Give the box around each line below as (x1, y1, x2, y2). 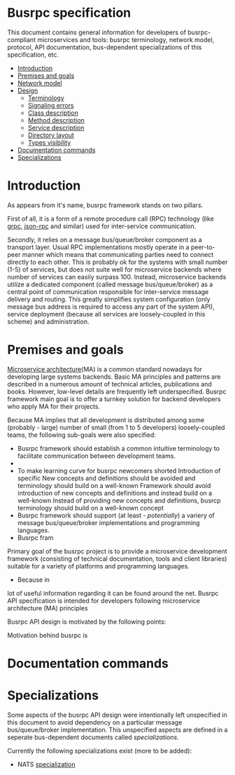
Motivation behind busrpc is (7, 631, 88, 639)
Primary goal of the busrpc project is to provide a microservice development (7, 547, 227, 555)
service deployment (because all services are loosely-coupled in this (7, 309, 206, 318)
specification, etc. (7, 50, 59, 59)
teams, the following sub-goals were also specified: (7, 431, 156, 439)
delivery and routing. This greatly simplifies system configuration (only (7, 295, 211, 303)
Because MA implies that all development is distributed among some (7, 415, 205, 424)
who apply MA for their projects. (7, 402, 100, 410)
